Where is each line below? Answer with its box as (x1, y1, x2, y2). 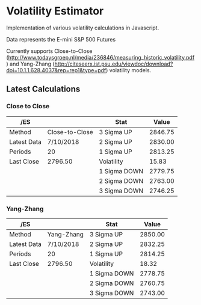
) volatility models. (106, 66, 152, 73)
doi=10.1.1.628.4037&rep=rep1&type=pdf (6, 66, 107, 73)
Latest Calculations (6, 84, 81, 94)
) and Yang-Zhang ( (6, 60, 55, 67)
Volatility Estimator (6, 4, 104, 18)
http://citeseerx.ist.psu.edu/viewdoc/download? (54, 60, 173, 67)
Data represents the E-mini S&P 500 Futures (6, 35, 116, 43)
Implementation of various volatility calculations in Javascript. (6, 24, 159, 31)
